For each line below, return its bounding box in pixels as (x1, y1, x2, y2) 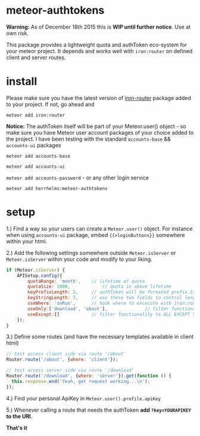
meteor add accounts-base (6, 153, 70, 159)
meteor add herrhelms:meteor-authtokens (6, 185, 108, 191)
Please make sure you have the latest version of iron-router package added (6, 94, 192, 101)
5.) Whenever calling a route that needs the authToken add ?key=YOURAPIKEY (6, 406, 192, 413)
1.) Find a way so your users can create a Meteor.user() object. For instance (6, 225, 193, 232)
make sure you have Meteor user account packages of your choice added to (6, 129, 194, 136)
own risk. (6, 29, 29, 36)
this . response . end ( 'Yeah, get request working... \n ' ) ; (11, 378, 151, 384)
